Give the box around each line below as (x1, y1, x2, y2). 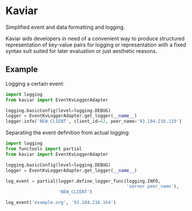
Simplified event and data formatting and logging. (5, 24, 126, 31)
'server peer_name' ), (126, 183, 180, 189)
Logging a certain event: (5, 80, 65, 87)
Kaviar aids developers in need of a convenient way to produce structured (5, 35, 185, 42)
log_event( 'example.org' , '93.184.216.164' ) (5, 200, 116, 206)
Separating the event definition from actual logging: (5, 129, 130, 136)
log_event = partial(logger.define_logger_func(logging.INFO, (5, 178, 161, 184)
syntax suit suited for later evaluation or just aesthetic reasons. (5, 47, 157, 54)
